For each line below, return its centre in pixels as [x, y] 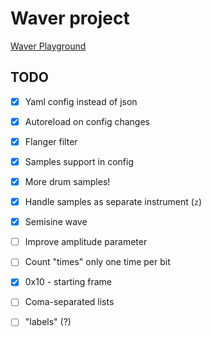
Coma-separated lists [69, 302]
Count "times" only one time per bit [97, 262]
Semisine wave [56, 222]
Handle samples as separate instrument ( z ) [113, 202]
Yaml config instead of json [81, 101]
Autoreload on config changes [87, 121]
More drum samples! [67, 181]
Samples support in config [79, 161]
